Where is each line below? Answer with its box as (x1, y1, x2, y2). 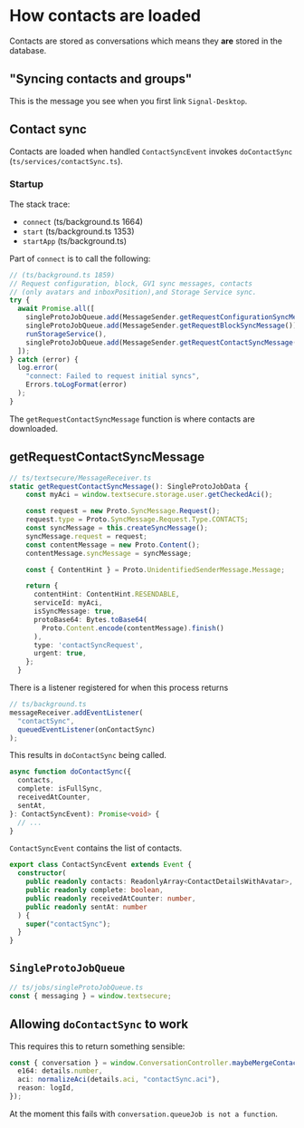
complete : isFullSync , (17, 784, 103, 793)
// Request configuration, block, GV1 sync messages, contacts (9, 278, 253, 288)
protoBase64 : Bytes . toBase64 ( (33, 615, 147, 624)
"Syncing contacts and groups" (9, 72, 193, 87)
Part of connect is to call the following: (9, 253, 151, 264)
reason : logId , (17, 1084, 75, 1093)
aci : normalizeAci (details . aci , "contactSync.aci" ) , (17, 1075, 221, 1084)
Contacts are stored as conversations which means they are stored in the (9, 35, 283, 46)
